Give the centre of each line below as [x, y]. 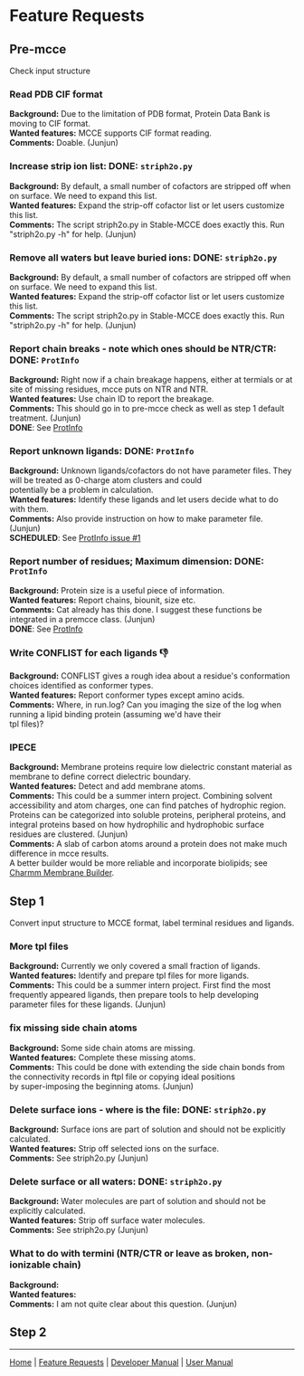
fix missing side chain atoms [73, 1028]
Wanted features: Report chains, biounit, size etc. [103, 600]
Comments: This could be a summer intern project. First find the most [140, 985]
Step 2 [28, 1332]
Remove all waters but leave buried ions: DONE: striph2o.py [143, 257]
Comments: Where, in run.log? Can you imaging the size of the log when [146, 705]
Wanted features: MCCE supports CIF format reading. [111, 133]
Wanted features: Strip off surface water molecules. [107, 1220]
